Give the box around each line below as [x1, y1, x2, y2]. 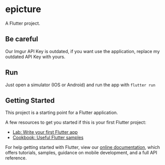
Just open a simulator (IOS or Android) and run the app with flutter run [5, 82, 155, 88]
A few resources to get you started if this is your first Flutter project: [5, 120, 146, 126]
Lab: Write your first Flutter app [12, 129, 78, 135]
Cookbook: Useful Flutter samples [12, 135, 84, 141]
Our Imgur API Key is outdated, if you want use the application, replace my [5, 48, 160, 54]
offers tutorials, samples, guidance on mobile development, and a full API [5, 150, 157, 156]
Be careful [5, 35, 38, 43]
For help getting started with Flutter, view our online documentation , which [5, 144, 160, 150]
